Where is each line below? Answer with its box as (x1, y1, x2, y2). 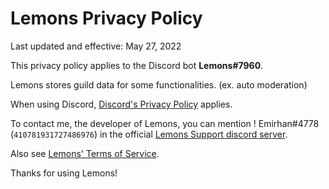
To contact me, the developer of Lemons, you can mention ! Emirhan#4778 (10, 117, 320, 129)
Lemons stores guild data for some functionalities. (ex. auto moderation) (10, 78, 308, 91)
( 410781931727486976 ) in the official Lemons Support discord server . (10, 128, 288, 140)
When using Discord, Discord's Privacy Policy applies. (10, 98, 233, 110)
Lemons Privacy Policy (10, 7, 203, 30)
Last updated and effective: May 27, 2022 (10, 40, 182, 52)
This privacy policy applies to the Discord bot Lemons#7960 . (10, 59, 264, 71)
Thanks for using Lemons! (10, 167, 118, 179)
